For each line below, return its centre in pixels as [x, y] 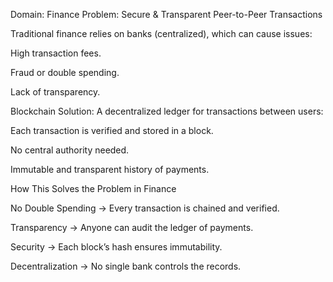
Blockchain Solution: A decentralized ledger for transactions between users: [167, 111]
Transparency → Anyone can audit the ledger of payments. [132, 227]
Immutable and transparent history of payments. [110, 169]
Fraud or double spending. [65, 72]
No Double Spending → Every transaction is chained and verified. [145, 208]
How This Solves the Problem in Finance [93, 188]
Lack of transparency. [55, 92]
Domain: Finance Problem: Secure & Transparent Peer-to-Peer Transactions [166, 14]
